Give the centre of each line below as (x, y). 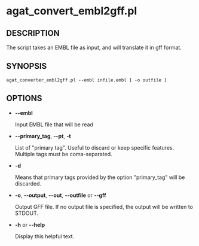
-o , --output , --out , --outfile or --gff (60, 195)
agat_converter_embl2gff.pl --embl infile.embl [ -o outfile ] (87, 80)
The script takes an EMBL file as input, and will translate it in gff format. (94, 47)
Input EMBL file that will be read (54, 124)
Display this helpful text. (45, 236)
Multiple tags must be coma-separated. (63, 154)
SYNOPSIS (27, 66)
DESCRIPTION (33, 33)
